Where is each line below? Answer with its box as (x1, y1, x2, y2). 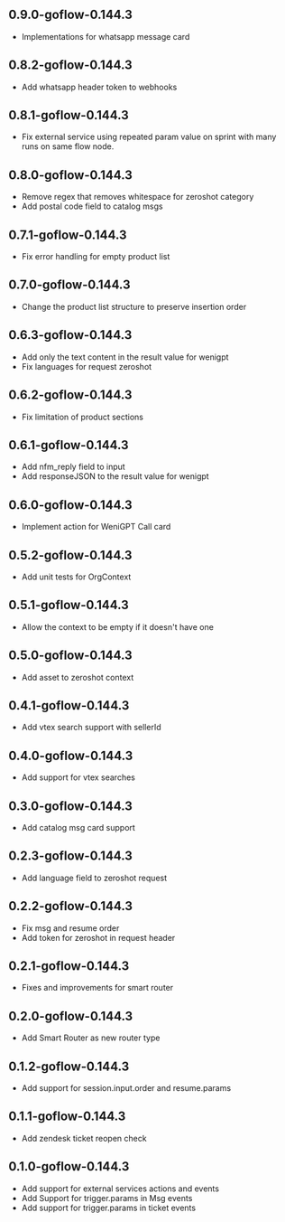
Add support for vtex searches (21, 772, 136, 783)
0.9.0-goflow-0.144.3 (8, 7, 133, 23)
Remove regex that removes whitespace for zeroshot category (21, 192, 254, 202)
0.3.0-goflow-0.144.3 (8, 798, 133, 813)
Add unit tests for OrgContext (21, 571, 132, 582)
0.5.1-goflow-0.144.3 (8, 597, 129, 613)
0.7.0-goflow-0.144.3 (8, 277, 131, 293)
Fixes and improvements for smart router (21, 982, 174, 993)
